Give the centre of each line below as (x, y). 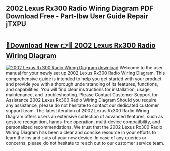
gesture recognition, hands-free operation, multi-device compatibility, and (83, 122)
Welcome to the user (141, 68)
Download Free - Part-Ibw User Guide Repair (77, 16)
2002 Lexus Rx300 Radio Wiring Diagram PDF (80, 8)
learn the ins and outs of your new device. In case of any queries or (76, 138)
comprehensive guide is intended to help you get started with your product (84, 79)
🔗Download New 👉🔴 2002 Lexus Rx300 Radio (81, 45)
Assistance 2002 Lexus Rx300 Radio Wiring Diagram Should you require (81, 100)
